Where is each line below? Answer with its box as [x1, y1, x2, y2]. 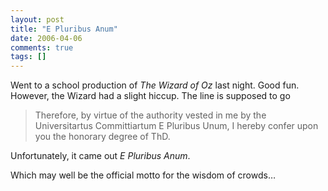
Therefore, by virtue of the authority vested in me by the [34, 109, 267, 121]
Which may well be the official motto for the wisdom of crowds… [10, 169, 277, 181]
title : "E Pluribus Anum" [10, 24, 118, 34]
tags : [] [10, 52, 47, 62]
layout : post [10, 14, 65, 25]
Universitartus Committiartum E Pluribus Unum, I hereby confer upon [34, 120, 319, 132]
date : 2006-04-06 [10, 33, 83, 43]
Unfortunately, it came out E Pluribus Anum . [10, 150, 191, 162]
